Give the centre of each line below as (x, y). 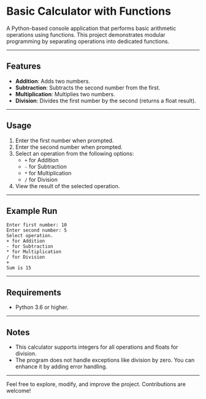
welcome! (19, 391)
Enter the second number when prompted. (69, 147)
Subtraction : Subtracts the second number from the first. (88, 88)
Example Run (32, 211)
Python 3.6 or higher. (42, 307)
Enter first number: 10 (37, 225)
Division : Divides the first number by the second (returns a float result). (105, 101)
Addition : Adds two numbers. (53, 81)
